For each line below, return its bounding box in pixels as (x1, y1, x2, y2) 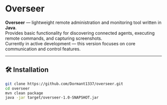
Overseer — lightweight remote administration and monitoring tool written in (5, 19, 162, 25)
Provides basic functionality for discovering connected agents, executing (5, 30, 155, 36)
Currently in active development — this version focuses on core (5, 40, 136, 46)
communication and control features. (5, 46, 81, 52)
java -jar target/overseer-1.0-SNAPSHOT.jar (5, 95, 99, 100)
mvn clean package (5, 91, 43, 96)
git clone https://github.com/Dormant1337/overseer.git (5, 81, 123, 86)
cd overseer (5, 86, 30, 91)
